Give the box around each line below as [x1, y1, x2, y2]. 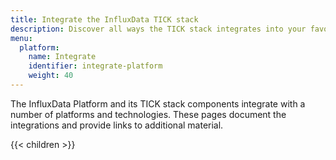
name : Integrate [28, 52, 97, 62]
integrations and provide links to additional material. [10, 119, 224, 131]
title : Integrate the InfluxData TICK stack [10, 14, 199, 25]
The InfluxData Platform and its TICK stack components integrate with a [10, 97, 306, 110]
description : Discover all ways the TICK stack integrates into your [10, 24, 307, 34]
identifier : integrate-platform [28, 61, 163, 71]
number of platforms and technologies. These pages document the [10, 108, 287, 120]
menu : [10, 33, 33, 43]
